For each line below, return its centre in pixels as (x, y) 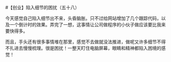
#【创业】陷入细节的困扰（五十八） (42, 7)
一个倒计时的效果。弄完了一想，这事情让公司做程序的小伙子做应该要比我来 (88, 25)
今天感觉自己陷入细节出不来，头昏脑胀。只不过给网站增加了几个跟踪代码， (83, 18)
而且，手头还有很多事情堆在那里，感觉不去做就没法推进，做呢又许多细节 (81, 42)
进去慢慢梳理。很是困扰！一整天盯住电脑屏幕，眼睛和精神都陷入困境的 (88, 48)
